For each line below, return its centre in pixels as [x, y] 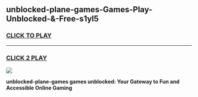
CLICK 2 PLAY [27, 58]
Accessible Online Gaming [39, 88]
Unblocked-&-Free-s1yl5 [52, 19]
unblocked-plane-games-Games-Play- [79, 10]
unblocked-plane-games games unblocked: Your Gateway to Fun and [93, 81]
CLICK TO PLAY [29, 36]
